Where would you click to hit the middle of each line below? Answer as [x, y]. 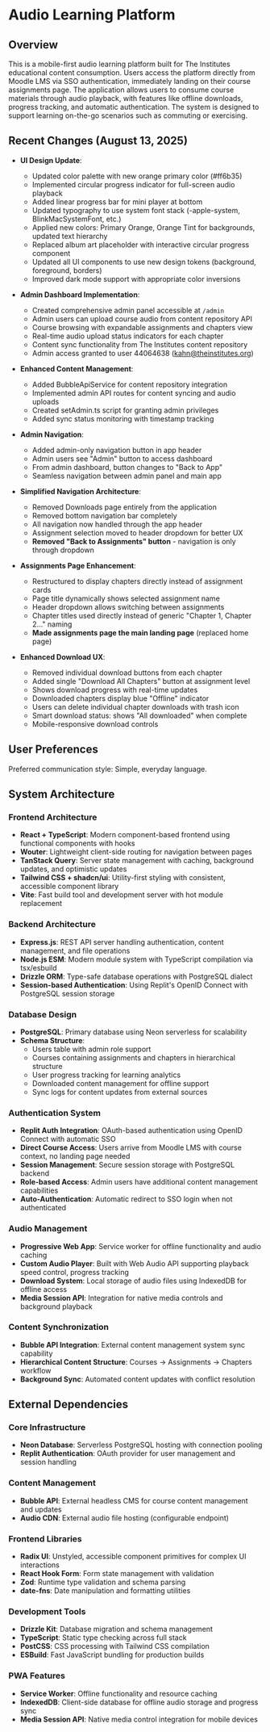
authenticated [43, 1208]
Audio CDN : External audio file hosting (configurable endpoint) [125, 1518]
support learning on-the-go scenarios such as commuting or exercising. [128, 115]
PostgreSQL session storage [67, 993]
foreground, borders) [67, 270]
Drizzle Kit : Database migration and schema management [116, 1629]
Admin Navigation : [52, 434]
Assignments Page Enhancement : [78, 565]
